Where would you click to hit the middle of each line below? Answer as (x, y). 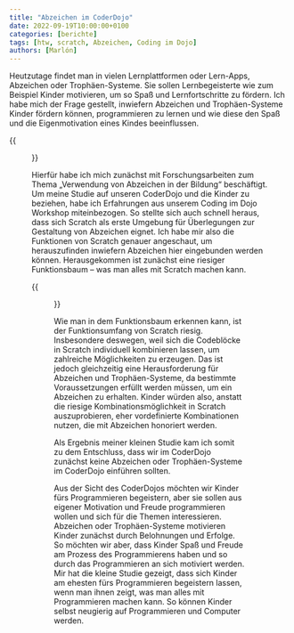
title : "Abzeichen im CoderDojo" (71, 17)
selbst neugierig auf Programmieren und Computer (147, 612)
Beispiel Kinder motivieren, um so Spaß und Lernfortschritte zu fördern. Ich (147, 95)
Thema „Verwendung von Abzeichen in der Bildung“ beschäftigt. (150, 184)
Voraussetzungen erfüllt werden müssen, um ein (143, 387)
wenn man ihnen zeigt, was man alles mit (129, 592)
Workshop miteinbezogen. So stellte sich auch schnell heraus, (146, 213)
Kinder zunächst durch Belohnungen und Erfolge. (145, 536)
